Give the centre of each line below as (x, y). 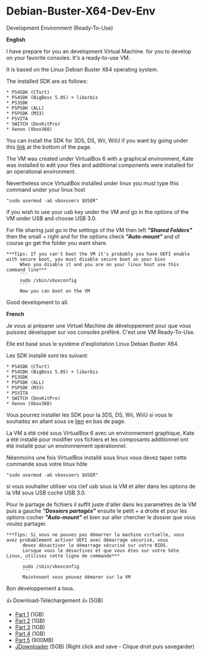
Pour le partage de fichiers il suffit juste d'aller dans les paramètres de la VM (101, 504)
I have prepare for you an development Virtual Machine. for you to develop (99, 51)
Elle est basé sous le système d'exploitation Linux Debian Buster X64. (93, 343)
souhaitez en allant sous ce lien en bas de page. (66, 421)
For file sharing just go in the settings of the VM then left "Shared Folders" (99, 230)
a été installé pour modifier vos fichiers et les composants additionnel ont (97, 439)
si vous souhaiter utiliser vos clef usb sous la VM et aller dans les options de (101, 486)
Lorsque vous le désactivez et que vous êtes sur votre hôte (101, 550)
